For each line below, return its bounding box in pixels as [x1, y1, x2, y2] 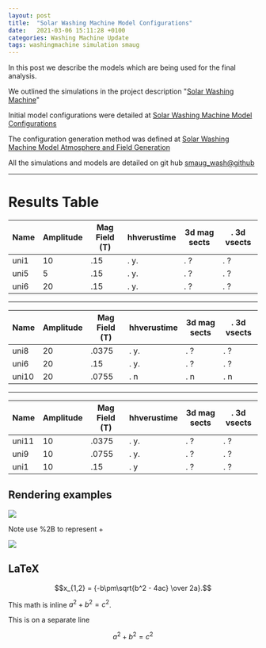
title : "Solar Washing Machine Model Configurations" [8, 19, 193, 27]
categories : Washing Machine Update [8, 33, 129, 42]
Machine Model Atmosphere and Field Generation [8, 143, 170, 152]
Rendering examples [8, 489, 112, 502]
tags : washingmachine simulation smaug [8, 41, 140, 49]
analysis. [8, 71, 37, 81]
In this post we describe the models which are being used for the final [8, 63, 236, 72]
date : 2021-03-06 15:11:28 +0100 [8, 26, 126, 34]
